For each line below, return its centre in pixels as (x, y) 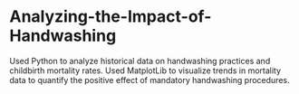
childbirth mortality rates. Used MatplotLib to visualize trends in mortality (145, 70)
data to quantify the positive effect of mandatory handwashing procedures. (149, 80)
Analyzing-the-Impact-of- (111, 17)
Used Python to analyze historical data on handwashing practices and (140, 61)
